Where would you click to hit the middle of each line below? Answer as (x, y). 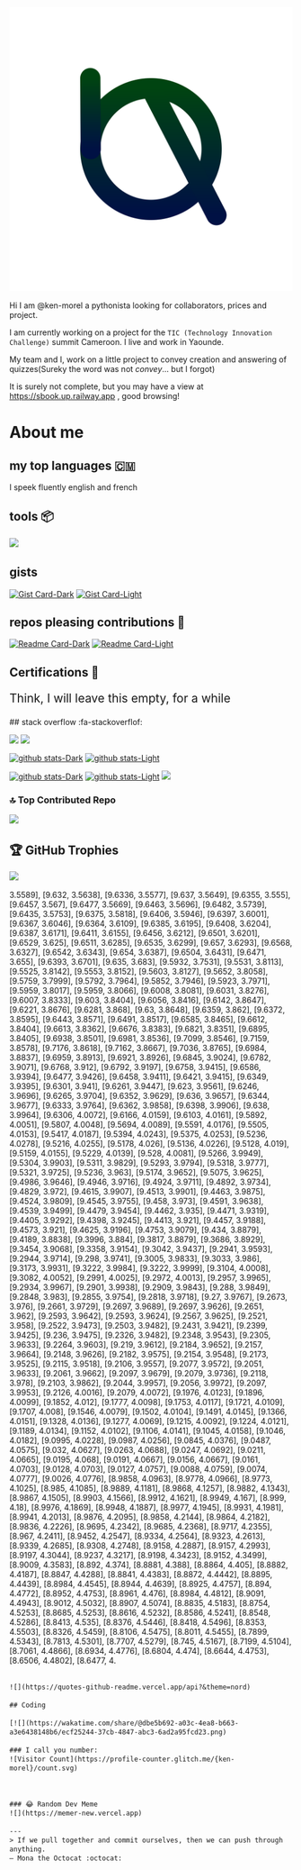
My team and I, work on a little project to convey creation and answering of (148, 359)
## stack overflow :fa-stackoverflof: (76, 722)
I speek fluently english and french (73, 487)
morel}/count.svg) (44, 1768)
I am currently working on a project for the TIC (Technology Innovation (141, 332)
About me (47, 433)
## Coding (28, 1705)
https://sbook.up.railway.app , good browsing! (94, 396)
